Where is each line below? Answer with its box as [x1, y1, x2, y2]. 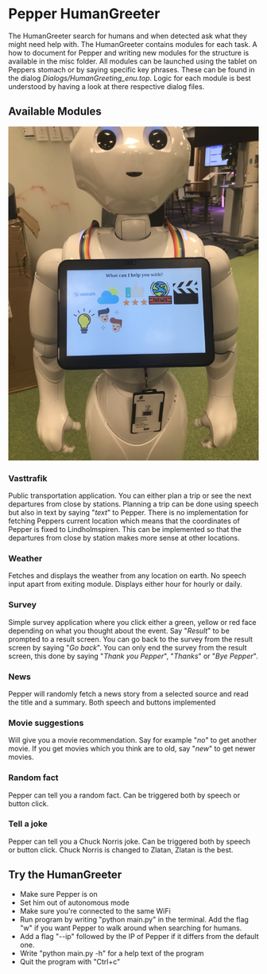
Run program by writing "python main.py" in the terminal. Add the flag [19, 914, 249, 924]
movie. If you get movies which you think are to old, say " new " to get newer [8, 744, 256, 754]
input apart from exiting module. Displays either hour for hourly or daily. [8, 580, 242, 589]
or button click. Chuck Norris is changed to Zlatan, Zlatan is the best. [8, 844, 234, 855]
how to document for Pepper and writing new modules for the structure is [8, 48, 250, 57]
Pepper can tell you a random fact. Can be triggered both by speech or [8, 790, 241, 800]
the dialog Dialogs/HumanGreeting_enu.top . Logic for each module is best [8, 73, 252, 83]
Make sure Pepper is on [19, 889, 98, 898]
